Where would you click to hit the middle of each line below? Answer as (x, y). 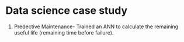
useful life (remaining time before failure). (64, 32)
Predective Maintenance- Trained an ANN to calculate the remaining (96, 26)
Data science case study (67, 11)
